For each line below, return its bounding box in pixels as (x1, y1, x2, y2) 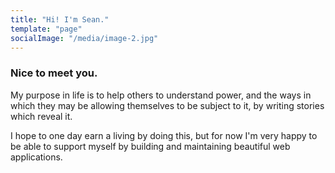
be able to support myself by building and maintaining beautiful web (10, 140, 291, 152)
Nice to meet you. (10, 66, 98, 80)
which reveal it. (10, 110, 73, 122)
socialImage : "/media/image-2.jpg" (10, 33, 159, 43)
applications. (10, 151, 63, 163)
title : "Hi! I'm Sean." (10, 14, 110, 25)
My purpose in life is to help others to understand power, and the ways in (10, 89, 312, 101)
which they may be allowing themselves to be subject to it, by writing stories (10, 99, 325, 111)
